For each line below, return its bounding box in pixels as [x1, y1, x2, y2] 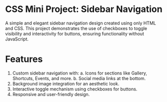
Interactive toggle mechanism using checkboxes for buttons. [12, 86, 137, 92]
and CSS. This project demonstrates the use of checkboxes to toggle [5, 25, 147, 31]
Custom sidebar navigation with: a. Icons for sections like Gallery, [12, 70, 147, 76]
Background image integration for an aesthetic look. [12, 80, 119, 86]
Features [5, 53, 43, 65]
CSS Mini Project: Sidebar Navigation [5, 3, 162, 15]
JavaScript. [5, 36, 29, 42]
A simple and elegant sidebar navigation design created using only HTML [5, 20, 156, 26]
